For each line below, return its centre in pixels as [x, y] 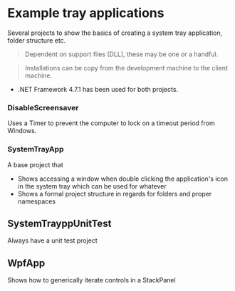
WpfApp [26, 263]
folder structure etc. [37, 40]
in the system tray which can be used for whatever [92, 186]
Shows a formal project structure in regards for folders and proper [115, 194]
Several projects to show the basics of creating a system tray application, [115, 33]
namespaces [36, 201]
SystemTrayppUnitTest [59, 223]
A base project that [36, 164]
